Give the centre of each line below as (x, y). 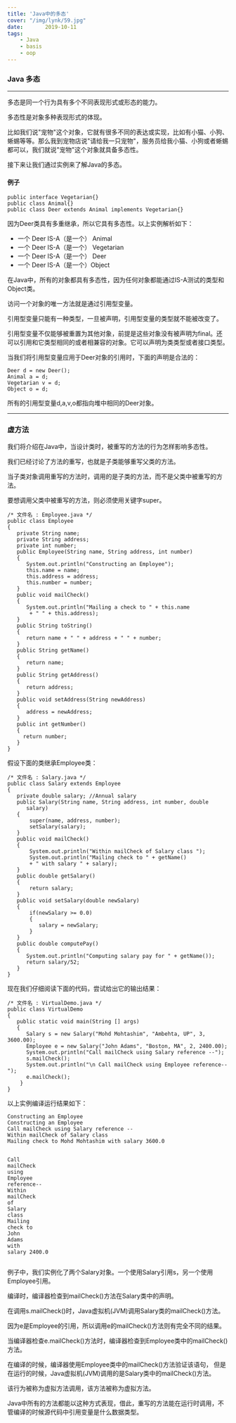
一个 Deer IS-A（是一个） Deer (62, 256)
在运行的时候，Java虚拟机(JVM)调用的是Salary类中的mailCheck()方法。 (111, 1373)
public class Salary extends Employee (64, 783)
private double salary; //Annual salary (77, 796)
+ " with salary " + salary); (73, 864)
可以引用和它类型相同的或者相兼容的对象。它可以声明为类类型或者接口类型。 (118, 343)
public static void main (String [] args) (78, 1021)
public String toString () (54, 626)
